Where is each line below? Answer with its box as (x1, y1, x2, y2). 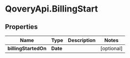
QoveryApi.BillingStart (5, 3, 98, 14)
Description (68, 37, 96, 43)
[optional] (100, 45, 123, 52)
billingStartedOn (7, 45, 47, 52)
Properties (5, 23, 38, 31)
